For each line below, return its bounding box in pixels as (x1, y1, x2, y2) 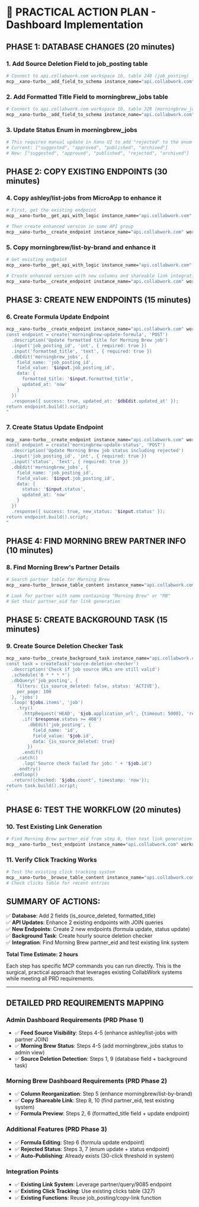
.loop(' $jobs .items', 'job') (11, 700, 84, 706)
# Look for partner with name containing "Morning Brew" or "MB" (6, 593, 171, 599)
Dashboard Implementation (6, 18, 144, 32)
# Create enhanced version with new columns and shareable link (6, 273, 168, 279)
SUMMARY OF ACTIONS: (6, 897, 101, 907)
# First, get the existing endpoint (6, 208, 97, 213)
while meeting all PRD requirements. (6, 975, 95, 982)
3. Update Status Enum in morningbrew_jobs (6, 125, 137, 134)
